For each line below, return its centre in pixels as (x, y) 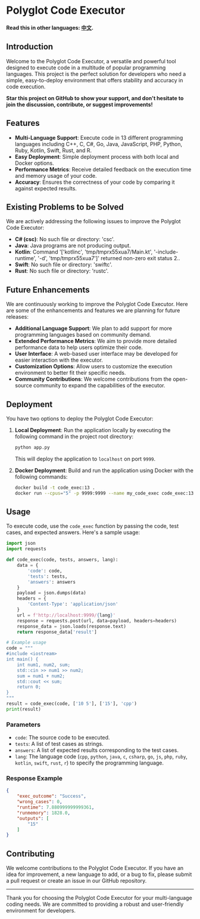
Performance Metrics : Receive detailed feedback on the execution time (103, 169)
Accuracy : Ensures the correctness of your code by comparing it (95, 182)
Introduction (30, 47)
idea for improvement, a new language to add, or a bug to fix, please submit (99, 874)
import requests (26, 549)
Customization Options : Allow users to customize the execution (93, 366)
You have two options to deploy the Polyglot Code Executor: (80, 419)
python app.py (32, 448)
